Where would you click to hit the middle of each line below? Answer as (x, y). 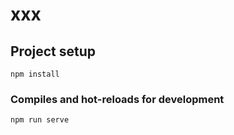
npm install (35, 74)
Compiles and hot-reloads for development (117, 99)
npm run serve (40, 120)
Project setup (53, 51)
